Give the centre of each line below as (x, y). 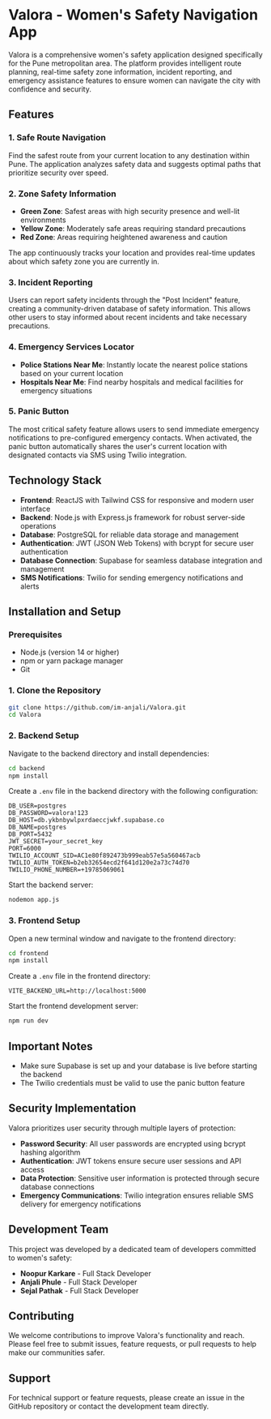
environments (43, 220)
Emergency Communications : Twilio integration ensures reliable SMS (137, 1195)
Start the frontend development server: (74, 1006)
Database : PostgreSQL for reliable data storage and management (129, 534)
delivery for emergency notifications (80, 1204)
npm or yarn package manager (72, 661)
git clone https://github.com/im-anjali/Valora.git (97, 707)
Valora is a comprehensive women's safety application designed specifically (135, 54)
